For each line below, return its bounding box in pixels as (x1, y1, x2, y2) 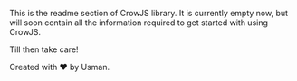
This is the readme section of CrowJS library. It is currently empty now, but (9, 8, 288, 18)
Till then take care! (9, 44, 79, 55)
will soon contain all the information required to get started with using (9, 17, 269, 28)
